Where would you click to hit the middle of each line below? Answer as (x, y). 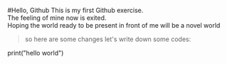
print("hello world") (36, 53)
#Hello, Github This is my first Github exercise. (75, 10)
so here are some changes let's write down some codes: (108, 39)
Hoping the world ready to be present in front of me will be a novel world (114, 25)
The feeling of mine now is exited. (57, 18)
